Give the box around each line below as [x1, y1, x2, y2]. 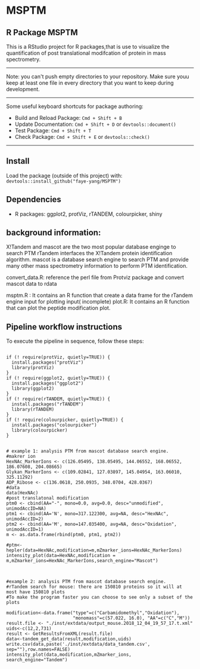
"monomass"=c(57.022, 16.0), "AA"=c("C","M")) [72, 615, 190, 621]
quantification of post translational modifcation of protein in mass [6, 49, 167, 57]
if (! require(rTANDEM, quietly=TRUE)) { [6, 396, 111, 402]
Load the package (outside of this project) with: [6, 172, 123, 179]
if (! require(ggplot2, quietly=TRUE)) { [6, 375, 111, 382]
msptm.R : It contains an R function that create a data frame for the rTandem [6, 292, 193, 299]
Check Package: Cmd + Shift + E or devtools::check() [14, 134, 150, 140]
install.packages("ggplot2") [11, 380, 84, 386]
